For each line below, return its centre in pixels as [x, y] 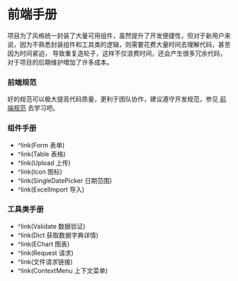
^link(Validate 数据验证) [51, 226]
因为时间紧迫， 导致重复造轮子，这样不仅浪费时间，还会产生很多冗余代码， [117, 53]
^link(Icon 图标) [40, 172]
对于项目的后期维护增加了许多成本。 [60, 62]
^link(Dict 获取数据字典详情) [58, 235]
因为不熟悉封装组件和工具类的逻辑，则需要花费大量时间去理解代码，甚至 [125, 44]
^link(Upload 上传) [44, 162]
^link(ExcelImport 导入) [51, 189]
